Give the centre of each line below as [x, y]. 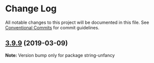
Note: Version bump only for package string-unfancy [60, 55]
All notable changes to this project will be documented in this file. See [77, 22]
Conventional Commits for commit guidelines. [52, 27]
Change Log [31, 9]
